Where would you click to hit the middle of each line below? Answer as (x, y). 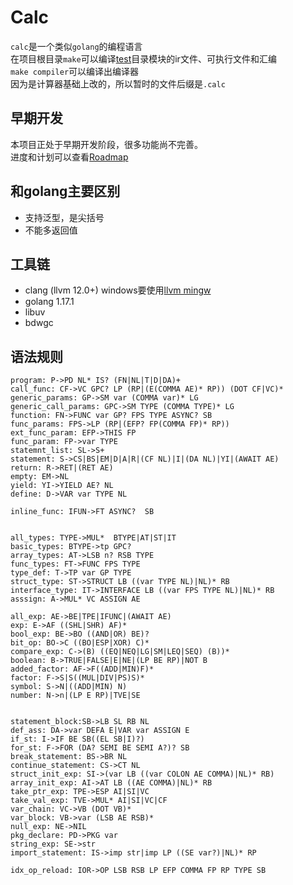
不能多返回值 (51, 230)
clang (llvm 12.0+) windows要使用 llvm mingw (118, 290)
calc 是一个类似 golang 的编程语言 (76, 46)
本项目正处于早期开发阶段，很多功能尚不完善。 (106, 144)
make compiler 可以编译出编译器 (75, 71)
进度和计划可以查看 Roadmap (69, 157)
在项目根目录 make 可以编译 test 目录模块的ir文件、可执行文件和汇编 (143, 58)
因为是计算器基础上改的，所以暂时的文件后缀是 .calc (118, 83)
